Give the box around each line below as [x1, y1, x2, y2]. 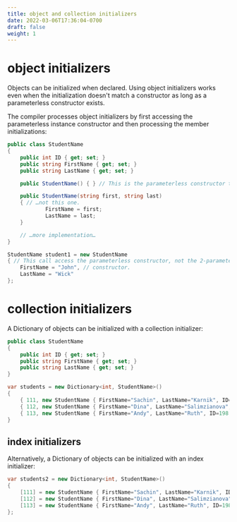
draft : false [7, 23, 46, 30]
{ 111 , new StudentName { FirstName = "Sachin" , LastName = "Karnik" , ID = [20, 396, 232, 403]
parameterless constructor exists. [7, 99, 105, 107]
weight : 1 [7, 30, 37, 37]
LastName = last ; [44, 212, 97, 219]
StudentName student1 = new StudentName [7, 251, 128, 258]
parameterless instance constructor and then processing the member [7, 120, 209, 128]
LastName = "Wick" [20, 271, 74, 278]
